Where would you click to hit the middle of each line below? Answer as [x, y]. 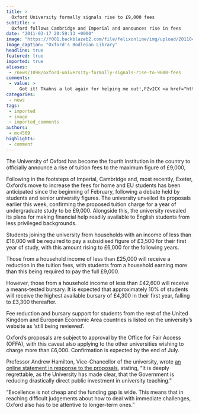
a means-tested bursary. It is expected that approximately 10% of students [97, 289]
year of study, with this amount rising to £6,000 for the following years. [93, 247]
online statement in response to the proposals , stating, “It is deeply [88, 368]
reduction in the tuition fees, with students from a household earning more [97, 265]
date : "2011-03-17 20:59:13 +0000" [50, 34]
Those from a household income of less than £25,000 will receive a [88, 258]
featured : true [25, 56]
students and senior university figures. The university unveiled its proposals [99, 198]
